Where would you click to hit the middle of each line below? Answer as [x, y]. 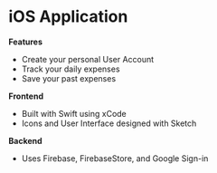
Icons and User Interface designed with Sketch [109, 123]
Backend [25, 140]
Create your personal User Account [88, 59]
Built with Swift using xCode [74, 113]
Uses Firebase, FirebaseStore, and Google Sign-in [115, 158]
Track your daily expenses [71, 69]
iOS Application [68, 17]
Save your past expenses [69, 78]
